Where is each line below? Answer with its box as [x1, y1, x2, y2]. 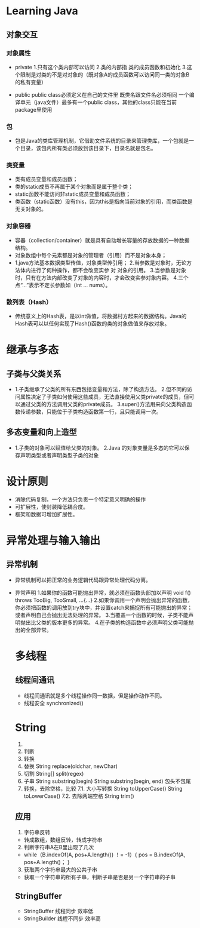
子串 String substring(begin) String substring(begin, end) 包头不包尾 [23, 778, 191, 785]
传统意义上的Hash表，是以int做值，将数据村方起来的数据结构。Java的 [14, 312, 187, 320]
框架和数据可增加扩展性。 [14, 511, 78, 518]
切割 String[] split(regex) [23, 770, 84, 777]
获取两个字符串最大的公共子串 [23, 866, 97, 873]
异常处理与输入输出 [6, 534, 101, 547]
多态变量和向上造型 [6, 427, 77, 437]
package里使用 [14, 106, 53, 113]
